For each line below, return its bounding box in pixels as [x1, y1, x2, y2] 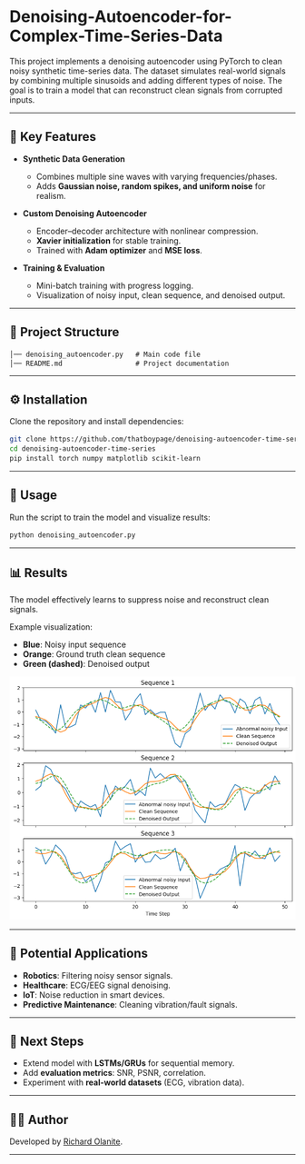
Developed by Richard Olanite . [9, 1136, 123, 1147]
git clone [9, 434, 47, 444]
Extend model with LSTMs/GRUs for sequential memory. [22, 1058, 235, 1069]
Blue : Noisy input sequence [22, 639, 127, 650]
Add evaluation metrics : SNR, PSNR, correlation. [22, 1068, 207, 1079]
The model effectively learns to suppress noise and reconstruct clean [9, 593, 270, 605]
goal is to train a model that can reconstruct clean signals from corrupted [9, 85, 283, 95]
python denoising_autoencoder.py [9, 530, 136, 540]
